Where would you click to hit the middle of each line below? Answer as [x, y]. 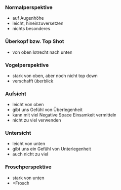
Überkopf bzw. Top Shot [35, 41]
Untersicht [18, 133]
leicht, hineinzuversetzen [38, 23]
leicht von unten [29, 144]
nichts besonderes [31, 29]
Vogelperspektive [27, 65]
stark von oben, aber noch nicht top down [55, 76]
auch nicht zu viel [30, 154]
